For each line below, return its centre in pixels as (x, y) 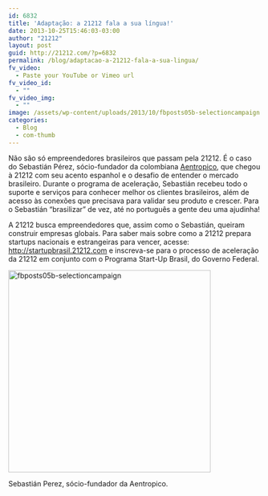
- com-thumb (36, 135)
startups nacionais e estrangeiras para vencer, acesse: (99, 242)
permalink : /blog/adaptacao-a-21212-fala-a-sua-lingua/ (104, 61)
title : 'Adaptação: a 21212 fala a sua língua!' (91, 23)
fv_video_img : (32, 98)
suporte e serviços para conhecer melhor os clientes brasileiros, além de (129, 192)
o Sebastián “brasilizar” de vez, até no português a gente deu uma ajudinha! (134, 209)
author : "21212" (35, 38)
